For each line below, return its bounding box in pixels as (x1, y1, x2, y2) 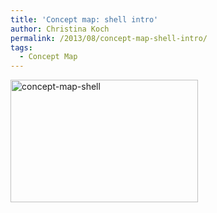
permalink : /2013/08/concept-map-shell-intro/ (10, 33, 208, 43)
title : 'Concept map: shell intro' (10, 14, 159, 25)
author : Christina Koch (10, 24, 110, 34)
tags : (10, 42, 33, 53)
